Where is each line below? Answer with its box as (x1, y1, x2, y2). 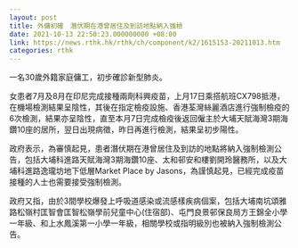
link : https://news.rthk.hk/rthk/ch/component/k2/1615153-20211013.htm (9, 37, 280, 47)
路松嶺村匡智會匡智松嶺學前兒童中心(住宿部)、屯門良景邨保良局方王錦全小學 (9, 207, 288, 218)
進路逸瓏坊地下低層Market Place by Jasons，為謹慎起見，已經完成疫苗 (24, 166, 285, 177)
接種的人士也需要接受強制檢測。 (9, 177, 126, 187)
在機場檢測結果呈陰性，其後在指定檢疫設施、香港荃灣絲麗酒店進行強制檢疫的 (9, 102, 290, 112)
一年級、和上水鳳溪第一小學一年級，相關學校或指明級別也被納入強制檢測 (9, 218, 274, 228)
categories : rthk (9, 46, 74, 55)
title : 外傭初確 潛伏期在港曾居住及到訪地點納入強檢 (9, 21, 183, 30)
